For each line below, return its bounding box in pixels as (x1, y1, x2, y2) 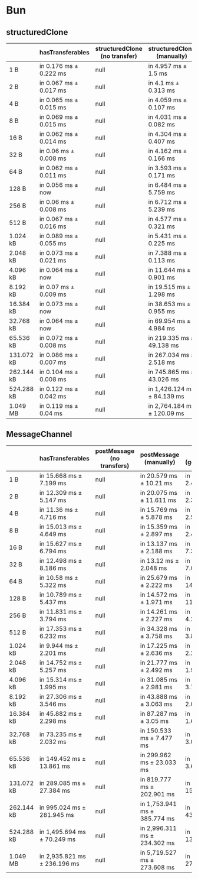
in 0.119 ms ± (39, 402, 78, 410)
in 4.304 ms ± (148, 130, 187, 138)
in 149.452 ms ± (39, 754, 87, 763)
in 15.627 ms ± (39, 539, 82, 547)
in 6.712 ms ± (148, 198, 187, 206)
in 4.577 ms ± (148, 215, 187, 223)
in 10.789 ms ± (39, 591, 82, 599)
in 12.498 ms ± (39, 556, 82, 565)
